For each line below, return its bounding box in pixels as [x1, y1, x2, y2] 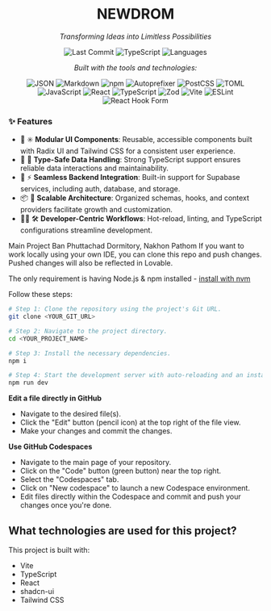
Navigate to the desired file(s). [19, 409, 121, 419]
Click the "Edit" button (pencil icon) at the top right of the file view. [19, 417, 241, 428]
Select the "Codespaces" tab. [19, 475, 119, 484]
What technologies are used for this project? [8, 524, 237, 538]
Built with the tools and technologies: [73, 62, 198, 73]
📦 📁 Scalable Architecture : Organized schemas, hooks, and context [19, 193, 250, 203]
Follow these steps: [8, 290, 73, 299]
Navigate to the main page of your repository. [19, 458, 172, 467]
